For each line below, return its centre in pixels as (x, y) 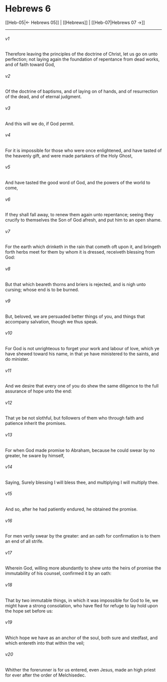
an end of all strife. (24, 542)
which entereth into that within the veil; (45, 643)
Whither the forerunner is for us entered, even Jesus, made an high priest (80, 670)
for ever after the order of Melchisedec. (45, 675)
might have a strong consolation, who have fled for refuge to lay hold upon (82, 605)
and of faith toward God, (30, 65)
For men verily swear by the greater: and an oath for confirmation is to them (83, 536)
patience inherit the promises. (36, 423)
